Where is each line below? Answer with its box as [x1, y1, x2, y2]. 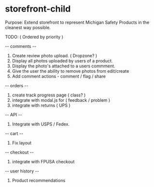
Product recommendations [12, 177, 65, 183]
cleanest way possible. [5, 24, 51, 30]
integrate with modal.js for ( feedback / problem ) [12, 97, 110, 103]
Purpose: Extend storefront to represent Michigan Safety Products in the [5, 19, 150, 25]
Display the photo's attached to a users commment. [12, 63, 115, 69]
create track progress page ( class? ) [12, 92, 86, 98]
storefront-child [5, 3, 71, 15]
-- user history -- [5, 168, 39, 174]
